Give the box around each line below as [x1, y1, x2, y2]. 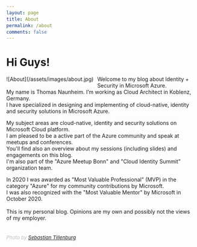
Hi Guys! [6, 56, 50, 69]
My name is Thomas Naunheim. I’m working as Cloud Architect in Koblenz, [6, 88, 192, 96]
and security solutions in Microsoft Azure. [6, 107, 110, 115]
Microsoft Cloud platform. [6, 126, 70, 133]
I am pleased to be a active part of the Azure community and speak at [6, 132, 180, 140]
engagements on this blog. [6, 152, 73, 159]
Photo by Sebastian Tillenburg [6, 234, 77, 241]
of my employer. [6, 214, 47, 222]
